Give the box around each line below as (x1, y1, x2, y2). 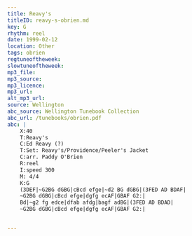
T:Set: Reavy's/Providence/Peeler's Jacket (20, 147, 149, 154)
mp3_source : (7, 75, 42, 83)
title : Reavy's (7, 10, 52, 18)
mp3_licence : (7, 82, 46, 89)
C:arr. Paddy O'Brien (20, 153, 83, 161)
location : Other (7, 43, 55, 50)
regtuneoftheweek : (7, 56, 61, 63)
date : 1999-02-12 (7, 36, 58, 43)
